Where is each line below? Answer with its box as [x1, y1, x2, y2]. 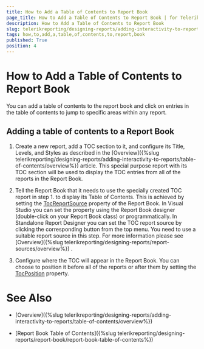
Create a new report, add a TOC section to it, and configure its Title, [15, 143, 185, 150]
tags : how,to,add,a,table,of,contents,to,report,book [6, 32, 146, 38]
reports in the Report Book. [15, 175, 83, 182]
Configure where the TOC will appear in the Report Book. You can [15, 256, 180, 264]
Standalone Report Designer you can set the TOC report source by [15, 219, 182, 226]
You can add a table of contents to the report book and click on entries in [6, 102, 189, 110]
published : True [6, 37, 47, 43]
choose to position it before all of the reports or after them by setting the [15, 263, 197, 270]
